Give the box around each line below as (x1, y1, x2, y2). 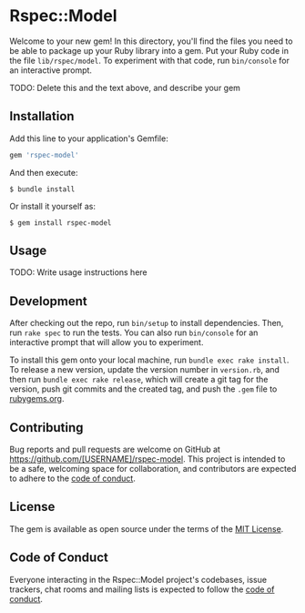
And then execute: (9, 167, 78, 178)
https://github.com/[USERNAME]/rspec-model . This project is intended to (9, 454, 286, 465)
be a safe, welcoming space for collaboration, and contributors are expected (9, 464, 297, 475)
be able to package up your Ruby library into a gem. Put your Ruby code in (9, 45, 290, 56)
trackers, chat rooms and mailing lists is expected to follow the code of (9, 584, 275, 595)
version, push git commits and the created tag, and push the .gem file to (9, 383, 278, 394)
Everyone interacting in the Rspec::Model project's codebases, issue (9, 574, 267, 585)
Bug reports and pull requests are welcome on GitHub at (9, 444, 221, 455)
